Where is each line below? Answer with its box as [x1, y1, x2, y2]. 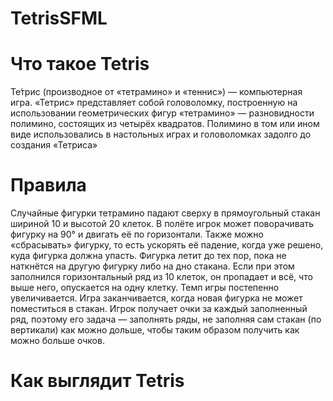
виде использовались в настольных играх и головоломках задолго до [10, 128, 312, 141]
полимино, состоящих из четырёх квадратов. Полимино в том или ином [10, 118, 320, 130]
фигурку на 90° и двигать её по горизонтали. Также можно [10, 228, 264, 241]
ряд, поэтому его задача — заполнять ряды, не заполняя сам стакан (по [10, 313, 322, 326]
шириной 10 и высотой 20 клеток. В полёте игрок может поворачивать [10, 218, 315, 230]
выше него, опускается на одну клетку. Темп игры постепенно [10, 282, 280, 294]
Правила [10, 174, 87, 197]
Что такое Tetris [10, 53, 150, 76]
